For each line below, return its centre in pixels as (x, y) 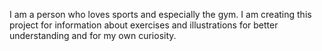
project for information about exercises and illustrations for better (144, 25)
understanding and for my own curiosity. (93, 35)
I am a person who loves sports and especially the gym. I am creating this (160, 14)
